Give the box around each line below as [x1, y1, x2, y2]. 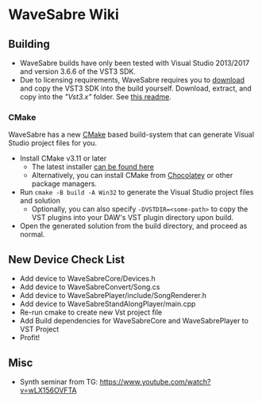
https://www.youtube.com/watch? [99, 377, 211, 386]
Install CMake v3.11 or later [19, 153, 107, 164]
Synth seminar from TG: [19, 377, 98, 386]
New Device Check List [8, 253, 125, 266]
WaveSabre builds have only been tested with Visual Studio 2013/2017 [19, 58, 250, 68]
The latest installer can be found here [31, 162, 155, 172]
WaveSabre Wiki [8, 6, 119, 24]
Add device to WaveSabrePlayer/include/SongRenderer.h [19, 291, 207, 300]
